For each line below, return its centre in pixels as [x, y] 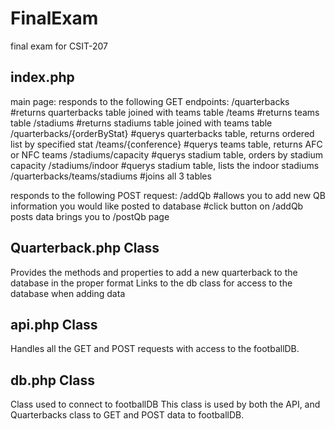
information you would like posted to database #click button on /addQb [157, 206]
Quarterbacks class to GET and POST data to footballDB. [127, 415]
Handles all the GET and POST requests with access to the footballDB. [155, 349]
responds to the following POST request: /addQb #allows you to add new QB [168, 195]
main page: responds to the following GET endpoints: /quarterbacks [150, 101]
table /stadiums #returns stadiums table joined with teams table [141, 123]
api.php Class [54, 324]
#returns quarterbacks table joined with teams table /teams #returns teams [165, 112]
